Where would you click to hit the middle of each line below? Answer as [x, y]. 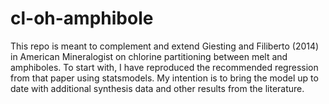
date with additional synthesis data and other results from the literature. [157, 88]
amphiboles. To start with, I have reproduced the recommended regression [164, 67]
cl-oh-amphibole [82, 18]
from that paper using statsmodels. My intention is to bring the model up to [164, 78]
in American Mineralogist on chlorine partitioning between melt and [149, 56]
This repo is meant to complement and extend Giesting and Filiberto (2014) [165, 46]
